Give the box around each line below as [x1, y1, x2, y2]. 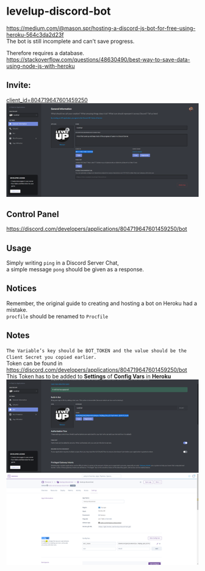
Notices [6, 283, 37, 294]
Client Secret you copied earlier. [6, 354, 97, 360]
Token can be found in [6, 359, 63, 367]
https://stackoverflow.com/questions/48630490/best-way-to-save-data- [6, 56, 190, 63]
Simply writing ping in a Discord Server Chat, [6, 259, 119, 267]
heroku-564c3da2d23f [6, 31, 64, 38]
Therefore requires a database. [6, 49, 84, 56]
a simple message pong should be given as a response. [6, 265, 145, 273]
